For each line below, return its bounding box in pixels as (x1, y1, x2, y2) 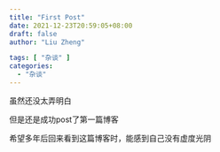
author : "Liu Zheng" (9, 37, 86, 47)
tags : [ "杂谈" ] (9, 54, 71, 63)
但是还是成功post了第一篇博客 (9, 114, 119, 125)
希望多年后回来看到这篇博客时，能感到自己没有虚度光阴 (9, 133, 211, 143)
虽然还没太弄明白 (9, 95, 72, 106)
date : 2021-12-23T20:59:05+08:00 (9, 21, 133, 30)
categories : (9, 62, 53, 71)
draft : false (9, 29, 58, 38)
